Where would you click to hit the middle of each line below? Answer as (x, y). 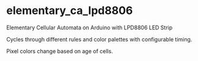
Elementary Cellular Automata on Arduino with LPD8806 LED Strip (90, 27)
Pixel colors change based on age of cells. (60, 51)
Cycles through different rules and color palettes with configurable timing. (99, 39)
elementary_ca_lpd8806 (70, 11)
